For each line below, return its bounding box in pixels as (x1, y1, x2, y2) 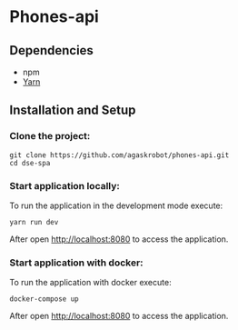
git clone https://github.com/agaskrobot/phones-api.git (9, 150, 230, 160)
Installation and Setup (9, 103, 136, 118)
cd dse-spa (9, 158, 51, 167)
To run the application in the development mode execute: (9, 200, 223, 211)
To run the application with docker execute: (9, 277, 172, 288)
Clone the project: (9, 130, 91, 143)
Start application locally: (9, 179, 121, 192)
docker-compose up (9, 295, 79, 304)
